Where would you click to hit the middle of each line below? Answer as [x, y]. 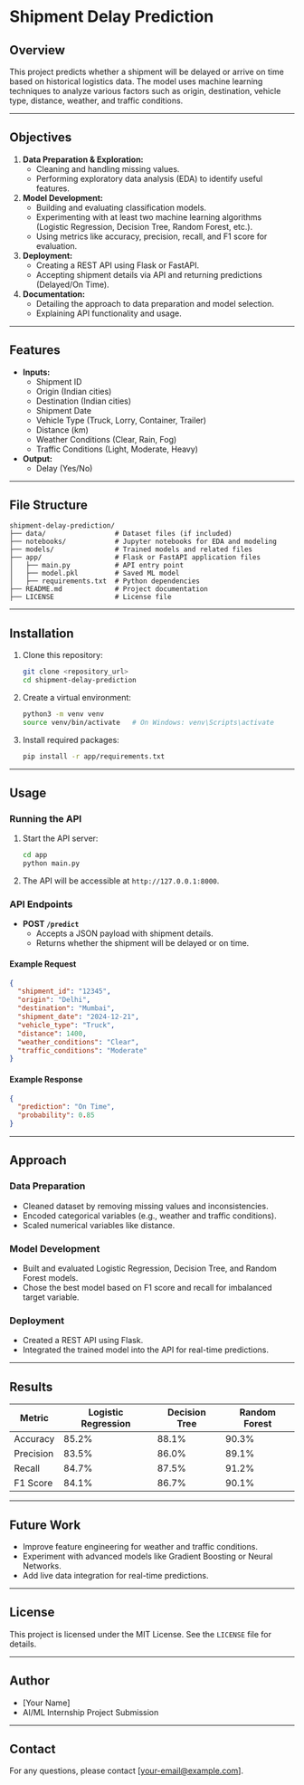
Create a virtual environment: [76, 697]
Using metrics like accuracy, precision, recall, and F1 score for [152, 236]
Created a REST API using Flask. [83, 1341]
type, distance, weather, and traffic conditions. [96, 100]
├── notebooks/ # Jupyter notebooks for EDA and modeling [143, 542]
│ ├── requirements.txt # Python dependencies [105, 581]
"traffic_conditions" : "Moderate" [82, 1050]
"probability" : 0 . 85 [56, 1115]
